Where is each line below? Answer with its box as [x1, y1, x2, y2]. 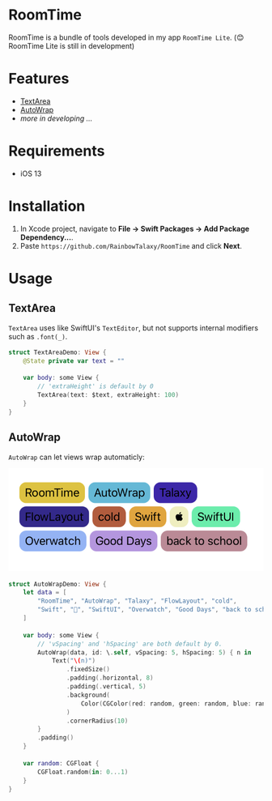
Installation [8, 197, 86, 215]
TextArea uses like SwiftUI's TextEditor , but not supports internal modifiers [8, 322, 259, 333]
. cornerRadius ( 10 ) [66, 717, 129, 725]
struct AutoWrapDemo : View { [8, 580, 107, 588]
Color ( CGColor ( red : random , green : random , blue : [80, 699, 252, 708]
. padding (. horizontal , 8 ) [66, 674, 154, 682]
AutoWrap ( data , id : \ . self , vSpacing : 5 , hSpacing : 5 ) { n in [37, 648, 252, 657]
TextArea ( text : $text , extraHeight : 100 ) [37, 391, 180, 399]
